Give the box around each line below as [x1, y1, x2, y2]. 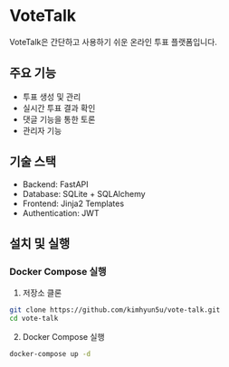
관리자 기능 [22, 125, 62, 136]
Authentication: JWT [22, 207, 100, 218]
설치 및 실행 [9, 236, 71, 251]
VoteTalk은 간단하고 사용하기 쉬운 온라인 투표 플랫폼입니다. [9, 36, 217, 47]
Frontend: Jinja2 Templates [22, 198, 125, 209]
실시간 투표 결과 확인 [22, 102, 96, 113]
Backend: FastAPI [22, 178, 89, 190]
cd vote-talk [9, 314, 59, 324]
